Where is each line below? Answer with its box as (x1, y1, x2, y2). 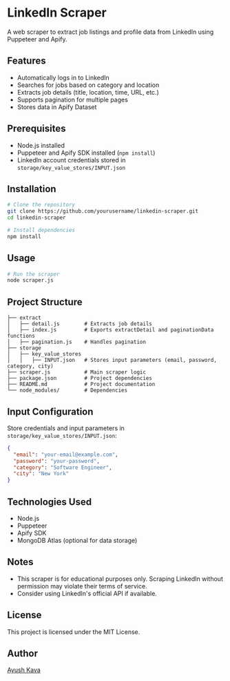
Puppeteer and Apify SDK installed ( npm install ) (17, 148, 156, 157)
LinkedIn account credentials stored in (17, 155, 126, 164)
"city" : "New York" (13, 470, 70, 477)
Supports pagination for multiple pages (17, 95, 129, 104)
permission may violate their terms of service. (17, 582, 147, 590)
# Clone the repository (7, 202, 76, 209)
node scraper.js (7, 277, 54, 284)
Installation (7, 183, 56, 195)
